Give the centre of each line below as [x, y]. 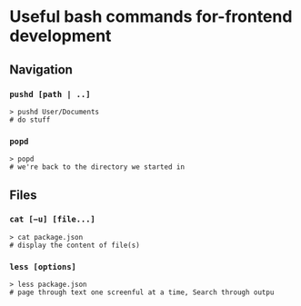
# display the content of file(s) [75, 245]
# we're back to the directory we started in [97, 167]
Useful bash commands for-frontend [151, 17]
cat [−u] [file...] [52, 219]
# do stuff [30, 120]
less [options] [43, 267]
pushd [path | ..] [50, 94]
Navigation [41, 69]
